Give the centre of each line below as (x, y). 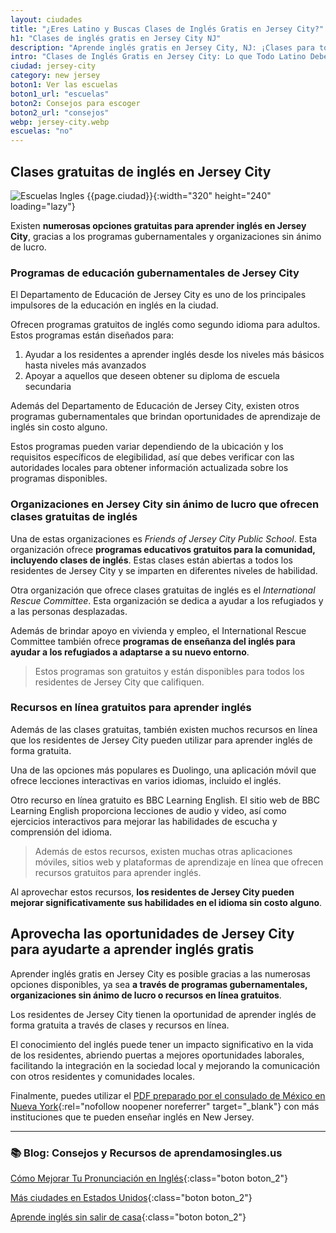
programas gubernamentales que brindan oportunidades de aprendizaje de (165, 417)
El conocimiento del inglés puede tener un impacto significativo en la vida (162, 1044)
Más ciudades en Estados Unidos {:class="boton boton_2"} (131, 1197)
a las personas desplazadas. (69, 611)
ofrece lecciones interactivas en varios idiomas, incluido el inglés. (146, 780)
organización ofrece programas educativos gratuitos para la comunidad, (163, 549)
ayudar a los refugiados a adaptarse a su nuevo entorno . (130, 652)
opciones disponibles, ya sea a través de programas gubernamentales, (159, 984)
